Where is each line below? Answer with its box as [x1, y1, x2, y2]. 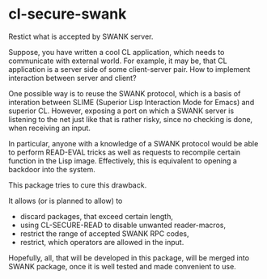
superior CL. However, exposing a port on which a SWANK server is [8, 106, 235, 116]
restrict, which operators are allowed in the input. [19, 237, 184, 247]
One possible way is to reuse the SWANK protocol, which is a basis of [8, 88, 241, 98]
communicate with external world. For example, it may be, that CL [8, 56, 228, 66]
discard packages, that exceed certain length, [19, 211, 174, 221]
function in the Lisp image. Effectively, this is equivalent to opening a [8, 155, 237, 166]
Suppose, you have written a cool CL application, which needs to [8, 47, 225, 57]
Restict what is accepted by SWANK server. [8, 32, 154, 41]
